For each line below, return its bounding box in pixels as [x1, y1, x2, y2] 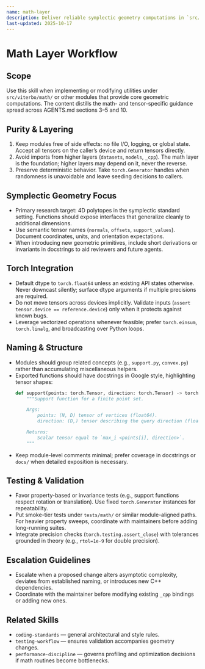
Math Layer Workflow [6, 46, 118, 60]
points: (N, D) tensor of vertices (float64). [37, 413, 158, 419]
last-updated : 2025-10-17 [6, 20, 72, 26]
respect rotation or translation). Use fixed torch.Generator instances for [15, 498, 196, 505]
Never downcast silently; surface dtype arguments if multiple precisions [15, 286, 196, 293]
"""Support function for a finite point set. [26, 396, 145, 402]
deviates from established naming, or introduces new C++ [15, 577, 162, 585]
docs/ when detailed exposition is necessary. [15, 458, 128, 465]
